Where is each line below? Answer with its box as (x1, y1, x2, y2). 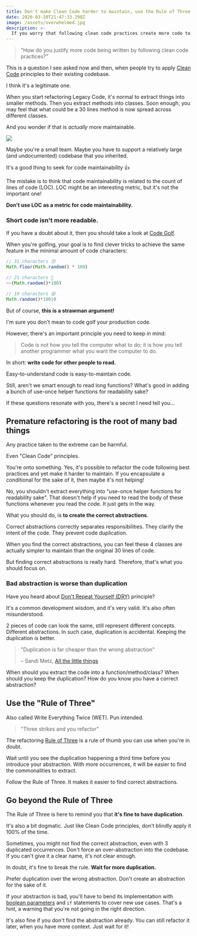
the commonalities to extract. (6, 766, 77, 774)
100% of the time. (6, 828, 49, 836)
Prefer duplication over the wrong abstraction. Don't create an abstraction (6, 875, 185, 882)
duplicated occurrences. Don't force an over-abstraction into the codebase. (6, 846, 190, 854)
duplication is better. (6, 634, 56, 642)
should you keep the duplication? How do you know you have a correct (6, 675, 178, 682)
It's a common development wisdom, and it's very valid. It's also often (6, 604, 175, 611)
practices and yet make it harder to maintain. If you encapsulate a (6, 470, 165, 477)
